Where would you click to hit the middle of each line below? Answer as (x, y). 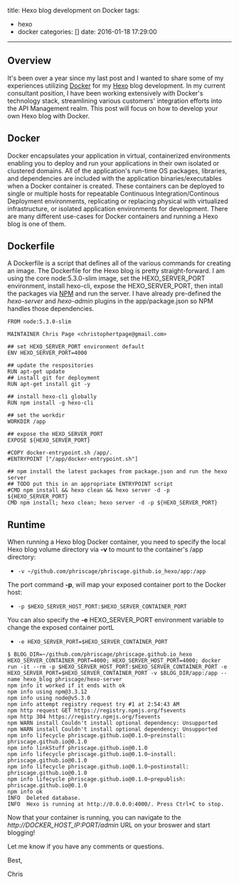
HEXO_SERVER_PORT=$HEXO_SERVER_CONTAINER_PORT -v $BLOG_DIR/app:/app (113, 674)
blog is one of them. (37, 223)
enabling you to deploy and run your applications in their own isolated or (113, 163)
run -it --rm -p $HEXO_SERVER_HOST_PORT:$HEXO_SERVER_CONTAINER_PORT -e (117, 667)
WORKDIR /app (27, 422)
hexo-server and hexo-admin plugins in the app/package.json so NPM (110, 301)
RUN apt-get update (36, 372)
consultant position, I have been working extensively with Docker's (105, 93)
